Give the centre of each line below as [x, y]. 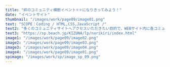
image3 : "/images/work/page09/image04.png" [52, 47]
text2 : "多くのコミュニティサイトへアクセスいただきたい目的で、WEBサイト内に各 [80, 29]
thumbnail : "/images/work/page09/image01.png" [55, 19]
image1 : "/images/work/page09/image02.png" [52, 38]
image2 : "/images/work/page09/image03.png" [52, 43]
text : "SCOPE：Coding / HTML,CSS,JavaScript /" [56, 24]
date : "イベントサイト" [28, 15]
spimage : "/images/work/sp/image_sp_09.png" [53, 57]
